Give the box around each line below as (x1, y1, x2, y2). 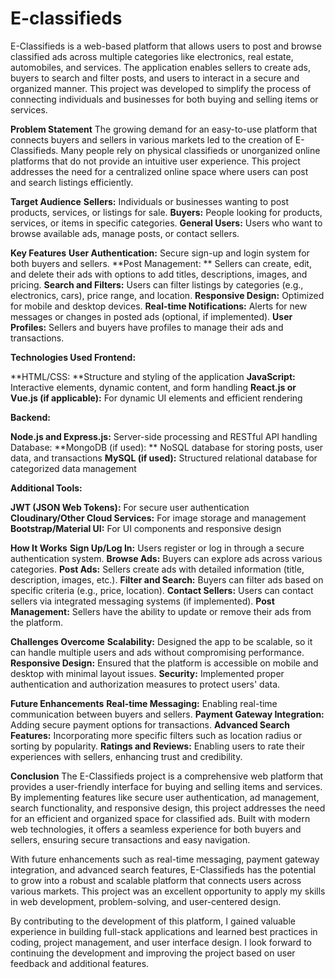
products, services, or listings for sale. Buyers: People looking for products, (10, 206, 323, 218)
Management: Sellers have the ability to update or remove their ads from (10, 605, 312, 617)
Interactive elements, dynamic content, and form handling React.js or (10, 381, 297, 393)
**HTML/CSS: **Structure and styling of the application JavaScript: (10, 370, 296, 382)
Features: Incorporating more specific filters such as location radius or (10, 729, 303, 741)
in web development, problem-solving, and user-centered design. (10, 895, 282, 907)
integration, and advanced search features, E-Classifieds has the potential (10, 863, 317, 876)
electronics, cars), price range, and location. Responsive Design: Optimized (10, 289, 325, 301)
